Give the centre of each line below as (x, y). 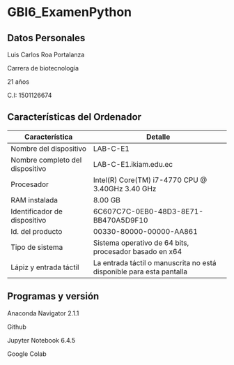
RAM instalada (34, 200)
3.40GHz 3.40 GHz (125, 188)
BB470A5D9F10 (120, 220)
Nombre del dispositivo (49, 149)
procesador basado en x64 (138, 251)
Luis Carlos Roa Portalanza (46, 54)
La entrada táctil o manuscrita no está (155, 262)
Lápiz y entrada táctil (45, 267)
